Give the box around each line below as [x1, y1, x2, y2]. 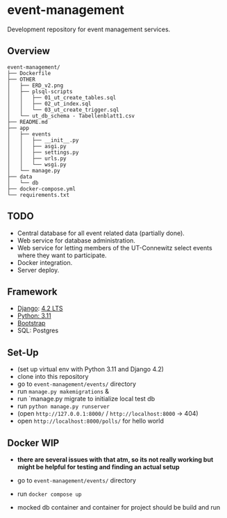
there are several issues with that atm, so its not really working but [17, 455, 214, 464]
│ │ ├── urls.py [7, 155, 67, 162]
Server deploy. [17, 266, 60, 274]
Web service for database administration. [17, 236, 135, 245]
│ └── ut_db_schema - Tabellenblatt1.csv [7, 112, 135, 120]
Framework [7, 286, 58, 298]
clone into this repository [17, 373, 89, 381]
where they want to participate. [17, 251, 107, 259]
